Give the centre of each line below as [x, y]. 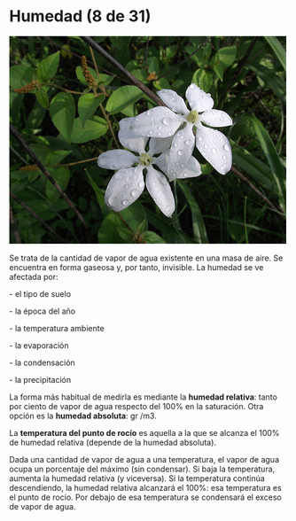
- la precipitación [40, 379]
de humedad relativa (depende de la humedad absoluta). [113, 442]
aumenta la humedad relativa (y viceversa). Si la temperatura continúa [137, 478]
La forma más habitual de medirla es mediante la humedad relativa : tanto [143, 397]
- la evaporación [39, 345]
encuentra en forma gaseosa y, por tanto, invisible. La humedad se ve [136, 267]
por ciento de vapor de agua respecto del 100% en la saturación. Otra [136, 406]
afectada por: [34, 276]
